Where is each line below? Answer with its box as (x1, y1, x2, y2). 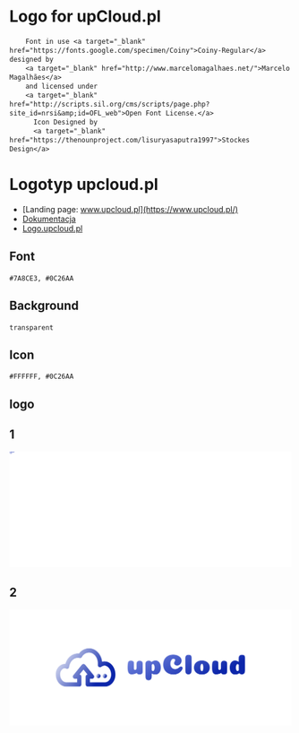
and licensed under (25, 82, 98, 91)
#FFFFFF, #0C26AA (9, 372, 74, 382)
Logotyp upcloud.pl (9, 175, 158, 194)
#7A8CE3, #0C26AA (9, 273, 74, 283)
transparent (9, 323, 54, 332)
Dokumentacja (21, 213, 76, 224)
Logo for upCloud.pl (9, 6, 161, 27)
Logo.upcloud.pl (21, 222, 83, 234)
